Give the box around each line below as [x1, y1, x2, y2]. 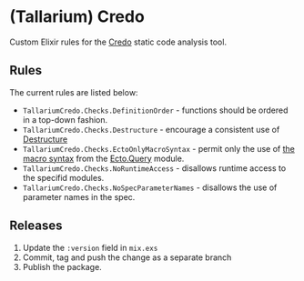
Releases [9, 218, 63, 234]
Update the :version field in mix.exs [22, 242, 158, 253]
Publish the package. [22, 261, 102, 272]
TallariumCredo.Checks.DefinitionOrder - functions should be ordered [22, 105, 289, 115]
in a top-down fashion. [22, 114, 108, 125]
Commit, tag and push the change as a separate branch [22, 252, 232, 263]
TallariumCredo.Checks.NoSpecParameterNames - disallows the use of [22, 182, 278, 193]
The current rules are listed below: [9, 86, 138, 97]
